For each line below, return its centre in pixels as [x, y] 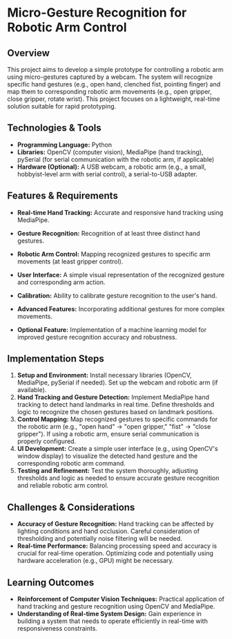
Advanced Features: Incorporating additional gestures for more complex [121, 308]
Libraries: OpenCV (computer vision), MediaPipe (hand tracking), [110, 152]
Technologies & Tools [54, 128]
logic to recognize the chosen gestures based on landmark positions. [116, 412]
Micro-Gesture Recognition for [97, 13]
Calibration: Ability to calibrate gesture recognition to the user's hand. [117, 295]
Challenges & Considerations [71, 507]
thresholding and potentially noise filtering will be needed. [100, 539]
